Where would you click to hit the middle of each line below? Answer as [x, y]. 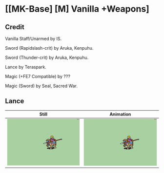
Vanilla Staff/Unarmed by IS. [33, 38]
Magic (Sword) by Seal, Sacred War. [41, 86]
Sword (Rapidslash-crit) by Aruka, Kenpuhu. [49, 48]
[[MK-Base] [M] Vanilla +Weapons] [77, 9]
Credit [15, 27]
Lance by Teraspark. [26, 67]
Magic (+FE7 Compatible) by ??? [38, 76]
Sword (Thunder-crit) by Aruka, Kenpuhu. [47, 58]
